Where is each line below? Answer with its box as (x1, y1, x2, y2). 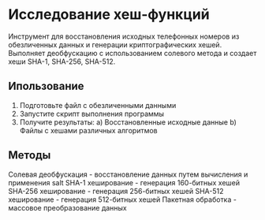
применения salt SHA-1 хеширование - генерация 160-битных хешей (8, 177, 241, 187)
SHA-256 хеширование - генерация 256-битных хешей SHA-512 (8, 186, 224, 196)
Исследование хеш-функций (8, 6, 211, 24)
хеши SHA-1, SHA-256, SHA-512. (8, 57, 116, 66)
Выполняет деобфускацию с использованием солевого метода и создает (8, 48, 257, 58)
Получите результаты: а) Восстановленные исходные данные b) (19, 117, 237, 127)
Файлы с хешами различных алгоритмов (19, 125, 158, 135)
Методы (8, 148, 51, 162)
